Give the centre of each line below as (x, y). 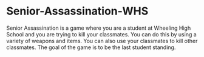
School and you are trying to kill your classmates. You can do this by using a (102, 34)
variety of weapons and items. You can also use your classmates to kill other (102, 41)
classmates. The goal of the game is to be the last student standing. (91, 47)
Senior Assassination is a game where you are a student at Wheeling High (99, 28)
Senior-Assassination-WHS (77, 11)
